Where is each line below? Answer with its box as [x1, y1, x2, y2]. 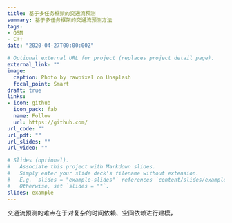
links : [7, 93, 26, 100]
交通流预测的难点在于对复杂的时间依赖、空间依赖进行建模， [7, 209, 177, 217]
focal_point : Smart [13, 80, 70, 87]
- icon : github [7, 99, 51, 107]
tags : [7, 23, 23, 30]
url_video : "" [7, 144, 48, 152]
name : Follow [13, 113, 51, 119]
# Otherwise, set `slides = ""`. [7, 182, 110, 190]
